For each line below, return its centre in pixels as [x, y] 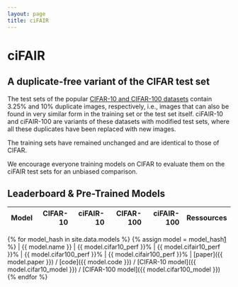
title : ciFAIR [28, 21]
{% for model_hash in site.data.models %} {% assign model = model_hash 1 [117, 240]
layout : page [27, 14]
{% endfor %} [28, 277]
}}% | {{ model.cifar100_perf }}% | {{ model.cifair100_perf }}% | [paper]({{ [115, 254]
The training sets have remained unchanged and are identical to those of [113, 142]
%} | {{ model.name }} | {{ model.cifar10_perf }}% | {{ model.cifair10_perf [114, 247]
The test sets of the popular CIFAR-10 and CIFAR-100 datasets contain [110, 99]
